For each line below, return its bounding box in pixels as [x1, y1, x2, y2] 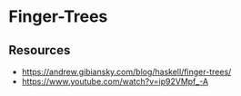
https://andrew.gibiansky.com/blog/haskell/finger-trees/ [21, 66, 232, 77]
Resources [8, 43, 71, 58]
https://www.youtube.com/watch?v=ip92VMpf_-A [21, 76, 209, 87]
